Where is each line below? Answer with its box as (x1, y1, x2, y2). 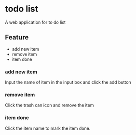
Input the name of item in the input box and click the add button (5, 80, 131, 85)
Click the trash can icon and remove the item (5, 102, 94, 108)
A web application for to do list (5, 19, 66, 25)
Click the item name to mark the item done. (5, 125, 91, 131)
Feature (5, 33, 29, 41)
